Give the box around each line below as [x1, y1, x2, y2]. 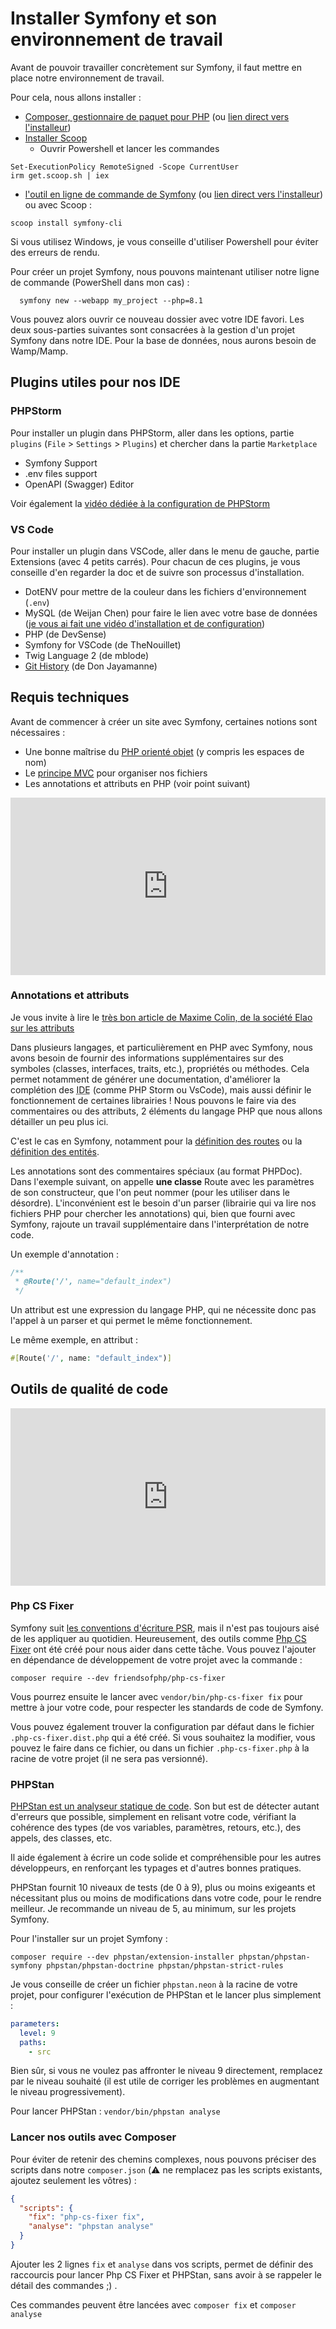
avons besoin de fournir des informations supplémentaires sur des [10, 1052, 284, 1064]
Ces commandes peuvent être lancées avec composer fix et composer [10, 2298, 297, 2311]
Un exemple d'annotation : [10, 1248, 119, 1260]
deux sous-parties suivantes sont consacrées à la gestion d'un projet [10, 323, 296, 336]
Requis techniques [10, 689, 130, 706]
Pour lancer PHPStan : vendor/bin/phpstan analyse [10, 2105, 221, 2117]
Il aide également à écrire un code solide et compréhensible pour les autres [10, 1851, 322, 1863]
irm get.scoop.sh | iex [10, 170, 110, 181]
